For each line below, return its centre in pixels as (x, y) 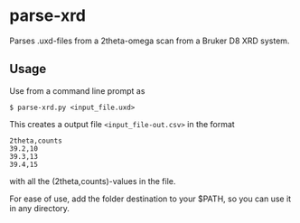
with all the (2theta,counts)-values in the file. (93, 181)
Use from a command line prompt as (77, 90)
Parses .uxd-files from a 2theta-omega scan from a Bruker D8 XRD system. (150, 41)
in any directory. (40, 208)
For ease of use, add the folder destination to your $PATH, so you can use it (150, 199)
